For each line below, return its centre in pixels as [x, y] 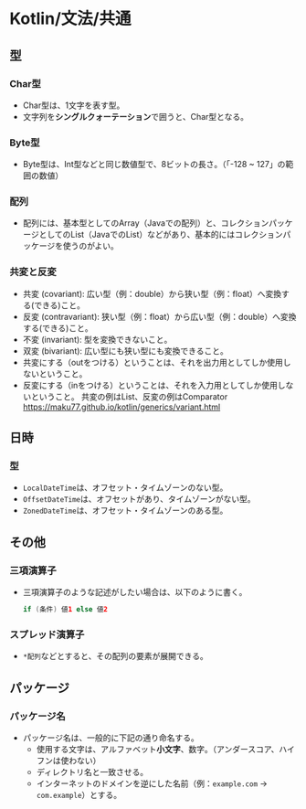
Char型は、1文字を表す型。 [74, 105]
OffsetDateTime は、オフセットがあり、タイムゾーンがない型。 [139, 499]
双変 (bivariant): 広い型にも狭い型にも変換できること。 [125, 351]
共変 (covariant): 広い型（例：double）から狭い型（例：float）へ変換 [152, 293]
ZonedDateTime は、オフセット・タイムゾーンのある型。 [125, 511]
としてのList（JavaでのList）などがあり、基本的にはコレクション [161, 235]
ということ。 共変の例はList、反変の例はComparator [129, 396]
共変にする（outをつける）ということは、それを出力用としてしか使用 [153, 362]
